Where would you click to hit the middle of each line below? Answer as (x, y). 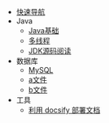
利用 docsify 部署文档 (64, 110)
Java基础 (44, 30)
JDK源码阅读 (50, 51)
